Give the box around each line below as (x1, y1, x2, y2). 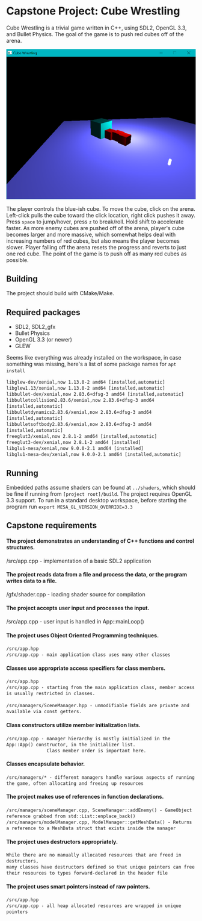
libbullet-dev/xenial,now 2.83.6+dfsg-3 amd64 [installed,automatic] (6, 392, 185, 398)
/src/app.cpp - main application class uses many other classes (6, 652, 171, 658)
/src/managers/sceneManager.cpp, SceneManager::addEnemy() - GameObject (6, 807, 192, 813)
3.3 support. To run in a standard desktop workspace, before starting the (6, 496, 187, 504)
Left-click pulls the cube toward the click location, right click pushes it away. (6, 211, 195, 219)
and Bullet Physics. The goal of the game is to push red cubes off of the (6, 30, 185, 37)
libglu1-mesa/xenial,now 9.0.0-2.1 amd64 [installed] (6, 446, 144, 452)
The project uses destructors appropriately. (6, 838, 118, 845)
